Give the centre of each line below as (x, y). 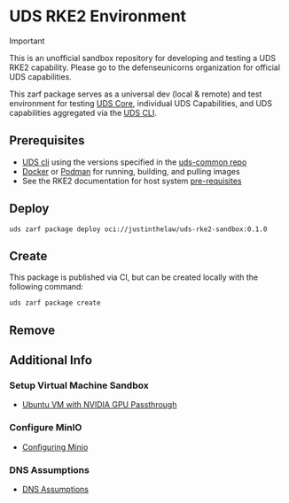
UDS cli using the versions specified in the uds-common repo (134, 162)
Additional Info (51, 360)
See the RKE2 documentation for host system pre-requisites (132, 181)
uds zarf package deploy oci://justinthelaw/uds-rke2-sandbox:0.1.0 (138, 229)
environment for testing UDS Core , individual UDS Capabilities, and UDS (141, 103)
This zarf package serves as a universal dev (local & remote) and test (136, 94)
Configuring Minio (55, 447)
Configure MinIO (46, 428)
